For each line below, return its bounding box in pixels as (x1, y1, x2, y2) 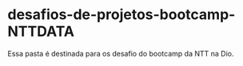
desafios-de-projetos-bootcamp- (7, 6, 236, 24)
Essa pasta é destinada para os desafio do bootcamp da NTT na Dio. (7, 49, 234, 58)
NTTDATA (7, 22, 75, 41)
